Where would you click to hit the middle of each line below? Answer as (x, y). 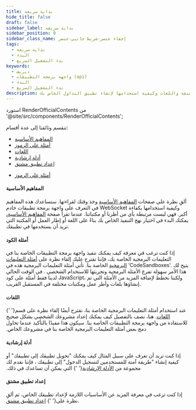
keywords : (18, 66)
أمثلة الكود (17, 240)
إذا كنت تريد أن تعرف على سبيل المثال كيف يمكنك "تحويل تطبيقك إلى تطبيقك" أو (93, 356)
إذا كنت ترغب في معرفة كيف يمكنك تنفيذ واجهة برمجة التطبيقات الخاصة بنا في (90, 253)
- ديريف (21, 71)
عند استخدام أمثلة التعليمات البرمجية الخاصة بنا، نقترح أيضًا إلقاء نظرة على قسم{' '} (96, 310)
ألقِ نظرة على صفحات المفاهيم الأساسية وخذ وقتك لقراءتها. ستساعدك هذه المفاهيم (96, 201)
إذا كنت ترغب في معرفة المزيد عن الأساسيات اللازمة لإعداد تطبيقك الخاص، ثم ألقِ (94, 394)
